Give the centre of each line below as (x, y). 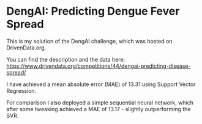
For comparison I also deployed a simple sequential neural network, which (100, 103)
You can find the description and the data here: (66, 59)
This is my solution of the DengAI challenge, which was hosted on (89, 41)
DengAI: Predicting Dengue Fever (93, 11)
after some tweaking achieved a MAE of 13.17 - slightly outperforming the (99, 109)
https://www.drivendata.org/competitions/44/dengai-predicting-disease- (99, 66)
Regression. (21, 90)
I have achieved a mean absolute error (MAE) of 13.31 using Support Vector (101, 84)
